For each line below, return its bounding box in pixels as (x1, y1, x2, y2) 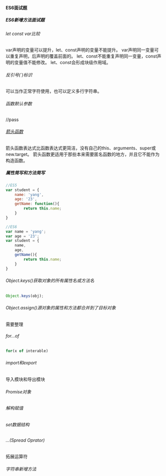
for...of (5, 333, 19, 339)
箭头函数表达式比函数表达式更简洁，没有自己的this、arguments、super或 (5, 145, 156, 151)
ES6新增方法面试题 (5, 17, 45, 23)
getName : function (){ (14, 201, 59, 206)
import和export (5, 360, 37, 366)
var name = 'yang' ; (5, 229, 46, 234)
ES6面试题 (5, 4, 27, 10)
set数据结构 (5, 421, 30, 427)
